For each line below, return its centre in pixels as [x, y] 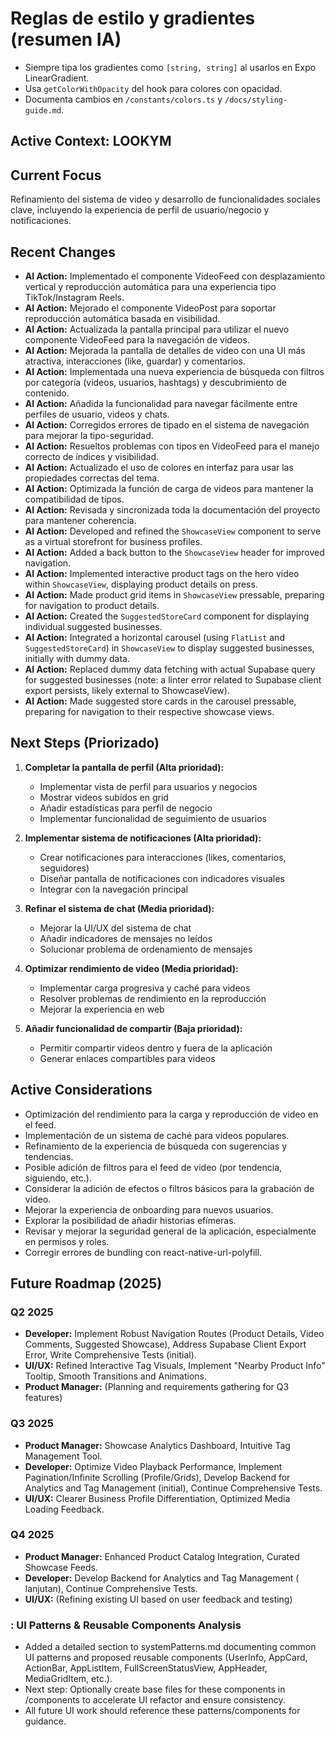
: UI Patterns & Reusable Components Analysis [126, 1625]
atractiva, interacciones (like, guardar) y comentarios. [135, 361]
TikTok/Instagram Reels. [74, 297]
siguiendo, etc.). [58, 1178]
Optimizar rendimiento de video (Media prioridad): [131, 968]
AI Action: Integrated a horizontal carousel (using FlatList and [154, 637]
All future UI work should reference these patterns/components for [162, 1711]
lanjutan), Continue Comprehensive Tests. [111, 1588]
